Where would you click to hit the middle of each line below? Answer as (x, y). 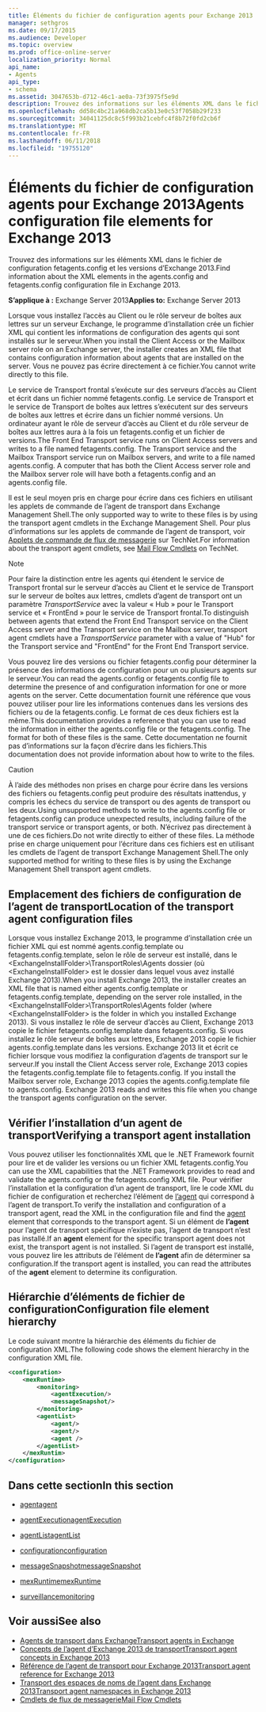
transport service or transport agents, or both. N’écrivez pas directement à (130, 827)
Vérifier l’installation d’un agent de (95, 1123)
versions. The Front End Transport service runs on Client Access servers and (133, 440)
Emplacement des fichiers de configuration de (125, 894)
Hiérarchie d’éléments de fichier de (97, 1297)
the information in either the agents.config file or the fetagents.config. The (129, 729)
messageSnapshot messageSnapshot (80, 1565)
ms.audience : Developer (47, 38)
